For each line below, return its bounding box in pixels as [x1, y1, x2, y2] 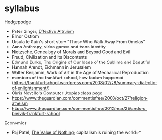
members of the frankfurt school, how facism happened [11, 75, 124, 80]
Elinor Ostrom [11, 33, 39, 39]
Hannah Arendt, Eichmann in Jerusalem [11, 64, 91, 70]
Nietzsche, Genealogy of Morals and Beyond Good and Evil [11, 49, 130, 55]
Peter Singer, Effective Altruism [11, 28, 74, 34]
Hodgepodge [4, 19, 31, 25]
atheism [11, 100, 28, 106]
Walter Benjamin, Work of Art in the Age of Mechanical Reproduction [11, 69, 149, 75]
